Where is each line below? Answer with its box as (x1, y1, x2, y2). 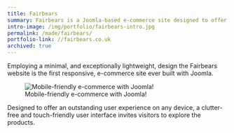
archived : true (7, 42, 52, 49)
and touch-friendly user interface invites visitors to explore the (20, 111, 201, 119)
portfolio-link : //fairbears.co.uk (7, 36, 111, 43)
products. (7, 118, 35, 126)
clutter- (201, 104, 223, 111)
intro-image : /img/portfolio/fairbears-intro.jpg (7, 23, 156, 30)
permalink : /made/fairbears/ (7, 29, 92, 37)
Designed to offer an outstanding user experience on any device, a (7, 104, 200, 111)
